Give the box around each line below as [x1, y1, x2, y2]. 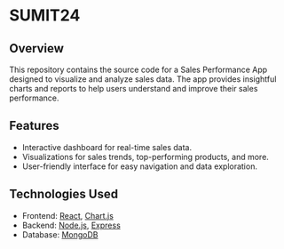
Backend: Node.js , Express [21, 220, 122, 230]
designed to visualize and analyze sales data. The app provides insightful [9, 74, 277, 84]
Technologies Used [9, 187, 118, 202]
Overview [9, 41, 65, 56]
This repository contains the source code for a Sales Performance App [9, 64, 268, 75]
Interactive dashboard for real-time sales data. [21, 141, 193, 152]
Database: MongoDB [21, 229, 99, 240]
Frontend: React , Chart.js [21, 210, 114, 221]
